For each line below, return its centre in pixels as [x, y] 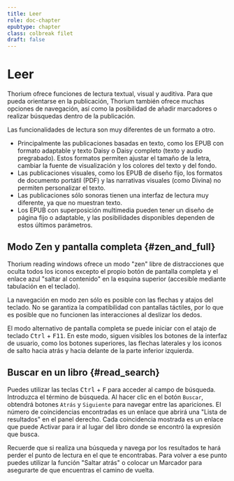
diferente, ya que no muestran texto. [70, 203]
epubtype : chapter [34, 27]
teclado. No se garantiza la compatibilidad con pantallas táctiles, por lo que [115, 307]
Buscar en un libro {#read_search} [84, 373]
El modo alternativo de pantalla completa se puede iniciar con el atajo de [112, 328]
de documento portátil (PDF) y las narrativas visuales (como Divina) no [119, 181]
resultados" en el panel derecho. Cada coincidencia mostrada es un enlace [115, 419]
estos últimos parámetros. [55, 225]
